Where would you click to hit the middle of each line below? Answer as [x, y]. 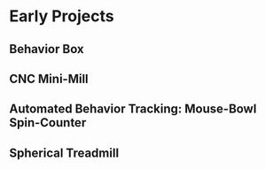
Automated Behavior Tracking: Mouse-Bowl [133, 109]
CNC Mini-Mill [49, 78]
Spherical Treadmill [64, 153]
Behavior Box [47, 49]
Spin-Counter [48, 123]
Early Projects [62, 16]
